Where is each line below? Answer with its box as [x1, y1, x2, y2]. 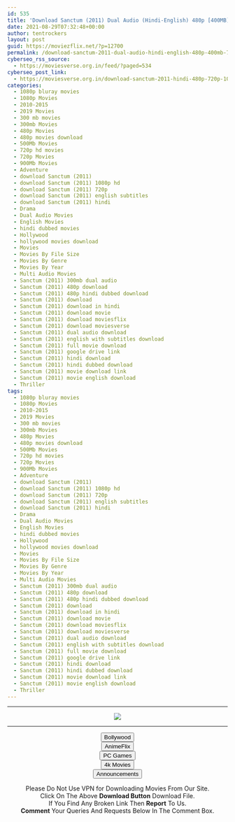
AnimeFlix [104, 742, 131, 750]
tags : [7, 388, 23, 395]
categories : [7, 82, 42, 89]
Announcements [96, 770, 139, 777]
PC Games [103, 751, 132, 759]
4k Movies [104, 760, 131, 768]
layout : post [7, 36, 45, 43]
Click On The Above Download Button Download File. [40, 791, 195, 800]
